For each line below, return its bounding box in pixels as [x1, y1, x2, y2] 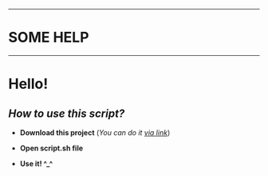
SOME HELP [8, 29, 89, 46]
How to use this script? [8, 106, 125, 120]
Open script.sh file [19, 143, 84, 153]
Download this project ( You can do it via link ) [19, 127, 171, 137]
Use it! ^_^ [19, 158, 53, 168]
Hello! [8, 75, 49, 93]
